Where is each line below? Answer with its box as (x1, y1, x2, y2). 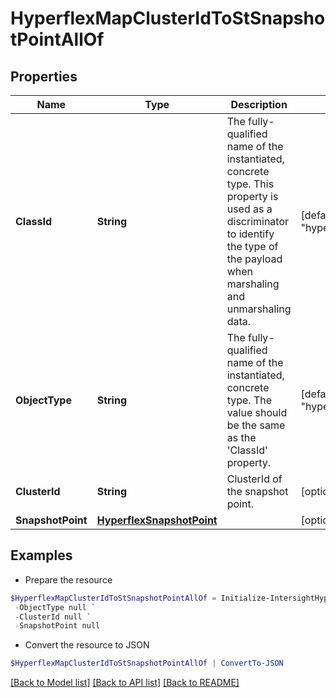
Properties (10, 68, 78, 85)
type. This (226, 177, 275, 191)
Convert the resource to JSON (24, 639, 150, 651)
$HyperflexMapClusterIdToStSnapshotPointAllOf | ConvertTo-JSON (10, 658, 284, 669)
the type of (226, 240, 279, 253)
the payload (226, 252, 283, 266)
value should (226, 406, 288, 419)
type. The (226, 393, 273, 407)
